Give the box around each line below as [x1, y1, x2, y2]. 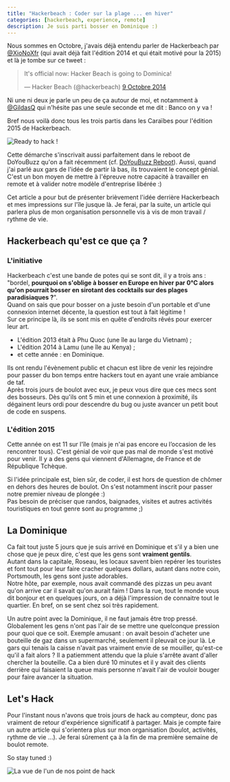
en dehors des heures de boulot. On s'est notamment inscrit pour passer [7, 482, 213, 491]
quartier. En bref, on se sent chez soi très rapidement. [7, 601, 159, 610]
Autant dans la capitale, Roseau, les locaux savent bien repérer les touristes [7, 557, 222, 566]
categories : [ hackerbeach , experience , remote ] [7, 16, 146, 23]
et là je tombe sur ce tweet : [7, 56, 86, 65]
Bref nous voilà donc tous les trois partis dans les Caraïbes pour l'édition [7, 117, 213, 125]
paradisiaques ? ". [7, 293, 58, 302]
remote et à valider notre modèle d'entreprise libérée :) [7, 180, 163, 188]
